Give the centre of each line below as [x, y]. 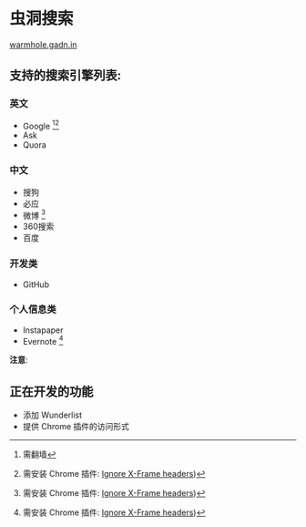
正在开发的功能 [51, 392]
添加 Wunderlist [52, 415]
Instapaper [43, 330]
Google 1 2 [41, 125]
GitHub [36, 284]
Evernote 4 [43, 340]
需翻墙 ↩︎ [39, 455]
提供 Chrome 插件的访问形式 [76, 427]
